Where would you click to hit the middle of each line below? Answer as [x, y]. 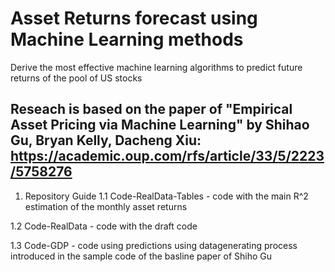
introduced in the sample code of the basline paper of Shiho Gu [141, 256]
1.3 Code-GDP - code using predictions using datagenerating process [154, 245]
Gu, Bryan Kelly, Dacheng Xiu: [106, 140]
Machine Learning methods [127, 39]
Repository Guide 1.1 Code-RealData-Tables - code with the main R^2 [166, 196]
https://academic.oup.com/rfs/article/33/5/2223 [167, 156]
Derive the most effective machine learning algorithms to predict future [156, 67]
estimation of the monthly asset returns [106, 206]
